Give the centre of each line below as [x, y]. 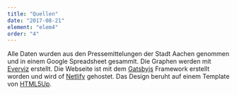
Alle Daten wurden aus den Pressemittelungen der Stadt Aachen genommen [118, 54]
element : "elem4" [33, 27]
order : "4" [23, 34]
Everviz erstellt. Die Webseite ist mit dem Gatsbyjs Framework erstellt [109, 69]
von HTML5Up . [29, 84]
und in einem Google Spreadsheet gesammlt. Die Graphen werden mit [109, 62]
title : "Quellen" [33, 14]
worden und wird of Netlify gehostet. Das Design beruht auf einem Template [118, 77]
